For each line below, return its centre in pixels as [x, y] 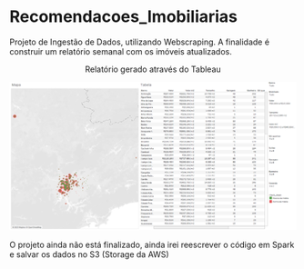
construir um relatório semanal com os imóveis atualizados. [121, 51]
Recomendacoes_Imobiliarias [124, 17]
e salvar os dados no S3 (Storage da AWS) [90, 254]
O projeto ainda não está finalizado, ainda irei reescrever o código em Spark [152, 245]
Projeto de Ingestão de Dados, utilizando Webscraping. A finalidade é [140, 42]
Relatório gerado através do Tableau [153, 69]
